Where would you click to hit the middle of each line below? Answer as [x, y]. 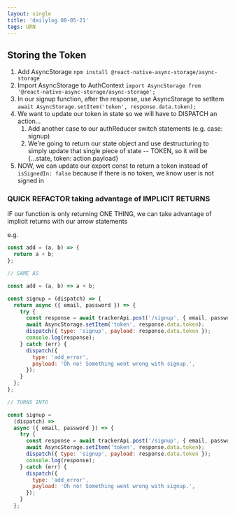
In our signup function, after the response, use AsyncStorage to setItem [121, 99]
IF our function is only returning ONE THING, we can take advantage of [109, 214]
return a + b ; [34, 255]
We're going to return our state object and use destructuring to [118, 143]
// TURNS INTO [28, 402]
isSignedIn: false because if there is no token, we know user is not [116, 173]
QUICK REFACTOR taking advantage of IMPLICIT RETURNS [109, 199]
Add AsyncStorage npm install [63, 72]
